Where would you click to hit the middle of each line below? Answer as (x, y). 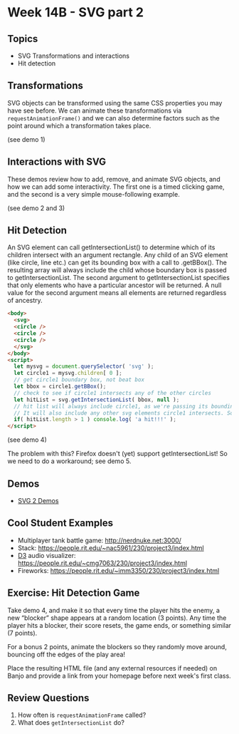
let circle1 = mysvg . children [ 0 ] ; (68, 373)
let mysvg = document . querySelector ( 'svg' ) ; (84, 367)
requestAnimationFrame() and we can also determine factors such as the (113, 118)
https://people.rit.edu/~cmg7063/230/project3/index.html (102, 563)
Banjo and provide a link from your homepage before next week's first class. (119, 676)
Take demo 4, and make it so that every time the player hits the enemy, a (114, 610)
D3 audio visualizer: (47, 555)
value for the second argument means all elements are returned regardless (117, 293)
